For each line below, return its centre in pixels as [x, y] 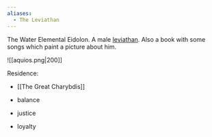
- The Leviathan [36, 20]
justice [26, 113]
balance [28, 99]
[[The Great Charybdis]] [51, 86]
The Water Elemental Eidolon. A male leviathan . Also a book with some [106, 39]
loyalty [26, 126]
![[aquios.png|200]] [35, 60]
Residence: [23, 73]
